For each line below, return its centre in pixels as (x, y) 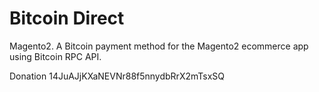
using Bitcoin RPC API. (55, 56)
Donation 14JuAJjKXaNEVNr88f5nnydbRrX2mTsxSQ (117, 76)
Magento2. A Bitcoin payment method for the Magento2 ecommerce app (159, 46)
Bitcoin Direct (67, 18)
